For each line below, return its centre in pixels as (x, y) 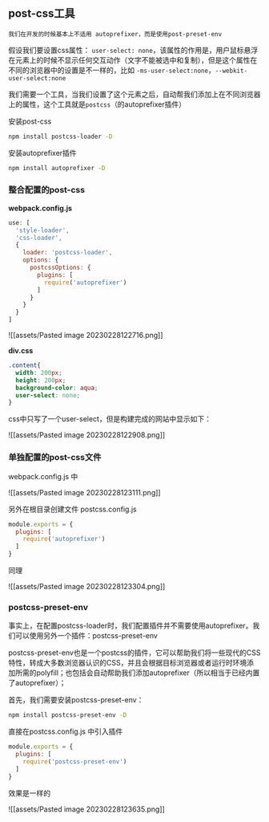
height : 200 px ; (41, 380)
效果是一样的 (29, 793)
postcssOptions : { (60, 268)
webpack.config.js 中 (43, 476)
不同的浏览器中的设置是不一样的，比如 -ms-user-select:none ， (112, 70)
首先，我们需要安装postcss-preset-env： (76, 700)
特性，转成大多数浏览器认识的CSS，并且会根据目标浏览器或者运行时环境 (128, 663)
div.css (21, 351)
